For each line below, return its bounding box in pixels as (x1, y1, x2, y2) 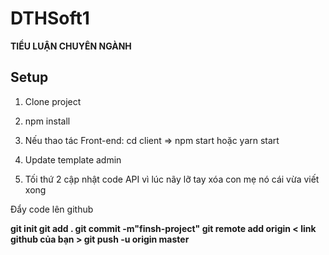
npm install (24, 115, 71, 127)
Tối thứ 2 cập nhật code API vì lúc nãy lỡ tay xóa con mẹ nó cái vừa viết (24, 173, 320, 185)
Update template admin (24, 153, 122, 166)
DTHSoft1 (10, 7, 90, 30)
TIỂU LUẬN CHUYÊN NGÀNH (10, 40, 132, 52)
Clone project (24, 95, 82, 107)
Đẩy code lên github (10, 203, 94, 215)
